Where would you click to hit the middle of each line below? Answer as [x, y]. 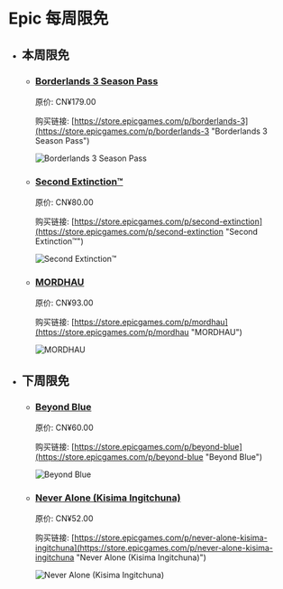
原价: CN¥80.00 [64, 202]
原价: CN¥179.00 [65, 101]
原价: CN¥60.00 [64, 428]
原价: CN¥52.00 [64, 519]
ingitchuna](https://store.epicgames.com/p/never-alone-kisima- [154, 548]
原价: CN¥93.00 [64, 303]
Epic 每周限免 [59, 19]
